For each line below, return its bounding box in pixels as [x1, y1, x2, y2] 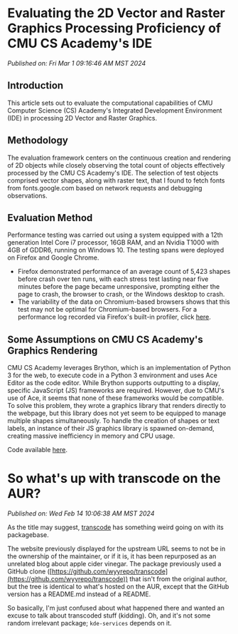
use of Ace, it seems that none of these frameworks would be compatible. [7, 394, 224, 402]
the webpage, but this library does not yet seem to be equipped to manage [7, 409, 227, 418]
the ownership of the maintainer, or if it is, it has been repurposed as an [7, 552, 217, 561]
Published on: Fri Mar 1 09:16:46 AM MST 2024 [7, 58, 146, 67]
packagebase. [7, 531, 50, 539]
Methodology [7, 134, 69, 147]
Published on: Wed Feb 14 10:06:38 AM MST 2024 [7, 509, 155, 518]
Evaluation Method [7, 212, 93, 224]
